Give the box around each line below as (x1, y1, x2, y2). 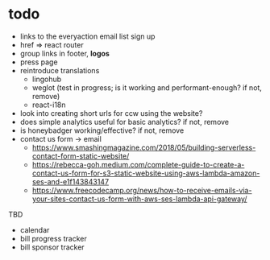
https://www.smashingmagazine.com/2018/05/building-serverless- (31, 142, 256, 152)
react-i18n (31, 100, 66, 109)
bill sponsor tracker (19, 242, 85, 252)
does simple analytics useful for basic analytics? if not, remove (19, 117, 230, 126)
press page (19, 57, 58, 67)
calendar (19, 225, 50, 234)
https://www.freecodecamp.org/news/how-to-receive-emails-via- (31, 185, 252, 195)
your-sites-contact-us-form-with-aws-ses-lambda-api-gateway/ (31, 194, 247, 204)
